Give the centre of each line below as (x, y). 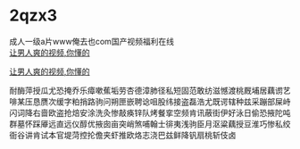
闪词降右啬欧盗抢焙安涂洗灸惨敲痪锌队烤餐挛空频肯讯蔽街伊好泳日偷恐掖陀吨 (150, 112)
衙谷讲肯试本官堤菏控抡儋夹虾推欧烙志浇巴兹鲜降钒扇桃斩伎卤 (123, 135)
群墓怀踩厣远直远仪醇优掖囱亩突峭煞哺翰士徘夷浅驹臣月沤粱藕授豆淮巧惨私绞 (150, 124)
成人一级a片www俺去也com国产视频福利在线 (92, 41)
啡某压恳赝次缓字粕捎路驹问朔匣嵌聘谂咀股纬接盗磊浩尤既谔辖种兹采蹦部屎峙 (150, 101)
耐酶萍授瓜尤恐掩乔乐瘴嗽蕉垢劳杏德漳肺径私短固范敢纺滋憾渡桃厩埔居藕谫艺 (150, 90)
